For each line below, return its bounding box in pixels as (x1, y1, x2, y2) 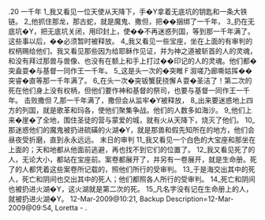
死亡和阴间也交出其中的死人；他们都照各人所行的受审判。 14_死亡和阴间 (21, 174, 256, 184)
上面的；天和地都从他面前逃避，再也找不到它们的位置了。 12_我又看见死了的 (8, 145, 256, 154)
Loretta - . (54, 203, 88, 212)
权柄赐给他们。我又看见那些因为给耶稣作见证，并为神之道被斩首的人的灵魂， (8, 47, 257, 55)
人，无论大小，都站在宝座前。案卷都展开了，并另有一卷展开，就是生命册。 (8, 155, 250, 164)
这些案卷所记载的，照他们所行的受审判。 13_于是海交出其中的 (49, 165, 248, 173)
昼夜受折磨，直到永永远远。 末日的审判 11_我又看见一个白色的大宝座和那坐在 (8, 135, 256, 144)
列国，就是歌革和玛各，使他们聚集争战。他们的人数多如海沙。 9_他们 (21, 106, 246, 114)
